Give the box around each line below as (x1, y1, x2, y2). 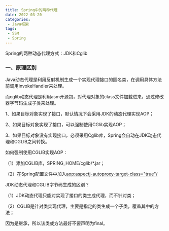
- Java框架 (7, 21, 29, 27)
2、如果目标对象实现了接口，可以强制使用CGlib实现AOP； (5, 122, 127, 128)
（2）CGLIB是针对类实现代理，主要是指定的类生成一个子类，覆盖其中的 (5, 203, 155, 209)
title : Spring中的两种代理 (5, 7, 58, 13)
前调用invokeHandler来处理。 (5, 83, 67, 89)
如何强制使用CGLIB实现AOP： (5, 149, 68, 156)
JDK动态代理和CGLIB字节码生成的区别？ (5, 182, 90, 188)
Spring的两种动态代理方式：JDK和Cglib (5, 50, 88, 56)
